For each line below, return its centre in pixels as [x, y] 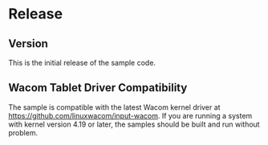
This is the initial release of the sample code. [82, 62]
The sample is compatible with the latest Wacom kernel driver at [114, 107]
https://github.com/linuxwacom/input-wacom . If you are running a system [130, 115]
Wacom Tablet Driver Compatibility [98, 88]
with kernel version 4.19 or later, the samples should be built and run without [134, 124]
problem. [23, 132]
